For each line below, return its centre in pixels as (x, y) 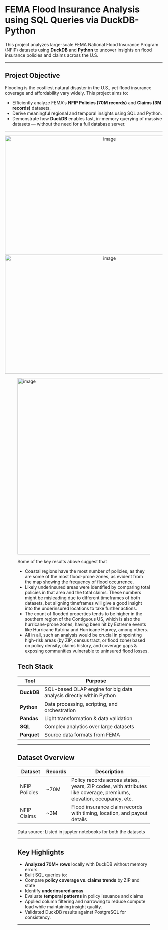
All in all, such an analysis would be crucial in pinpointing (83, 635)
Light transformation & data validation (89, 718)
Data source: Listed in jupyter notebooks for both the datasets (81, 832)
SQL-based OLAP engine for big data (89, 689)
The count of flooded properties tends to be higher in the (84, 614)
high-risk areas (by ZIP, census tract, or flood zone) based (85, 640)
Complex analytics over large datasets (89, 726)
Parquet (30, 734)
